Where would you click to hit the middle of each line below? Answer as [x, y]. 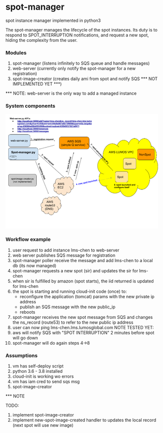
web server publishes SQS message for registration [64, 255]
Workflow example [28, 239]
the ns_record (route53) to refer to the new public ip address [73, 322]
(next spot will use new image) [43, 425]
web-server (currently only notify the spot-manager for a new [74, 68]
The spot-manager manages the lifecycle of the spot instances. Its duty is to [81, 30]
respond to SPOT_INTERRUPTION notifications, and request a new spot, [77, 35]
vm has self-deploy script [38, 366]
